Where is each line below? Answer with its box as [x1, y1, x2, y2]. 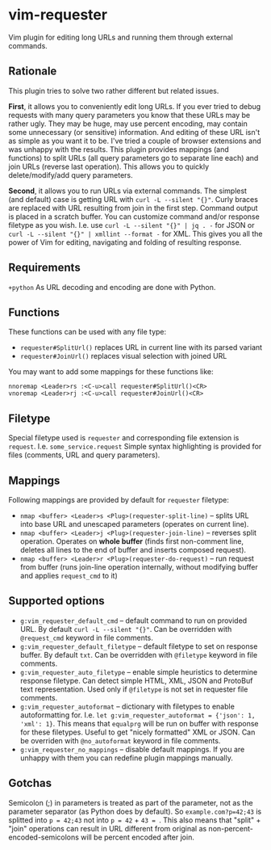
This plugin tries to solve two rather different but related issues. [8, 86, 219, 95]
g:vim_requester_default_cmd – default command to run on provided [19, 616, 248, 625]
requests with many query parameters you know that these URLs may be [8, 110, 251, 120]
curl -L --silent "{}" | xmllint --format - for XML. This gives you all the [8, 229, 263, 238]
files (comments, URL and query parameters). [8, 450, 161, 460]
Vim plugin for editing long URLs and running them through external [8, 32, 234, 42]
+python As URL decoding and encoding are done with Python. [8, 282, 216, 292]
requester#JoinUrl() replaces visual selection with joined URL [19, 351, 227, 361]
